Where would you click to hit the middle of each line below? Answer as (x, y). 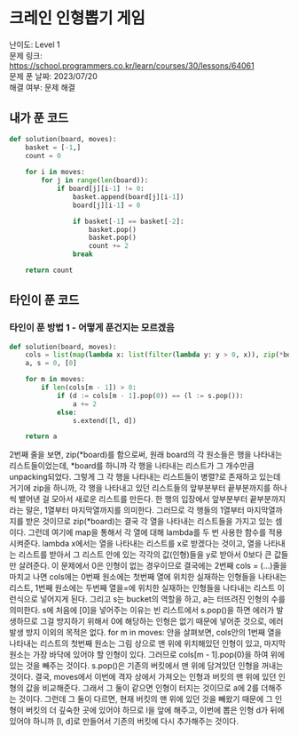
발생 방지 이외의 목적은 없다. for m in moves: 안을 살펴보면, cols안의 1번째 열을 (145, 633)
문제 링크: (26, 55)
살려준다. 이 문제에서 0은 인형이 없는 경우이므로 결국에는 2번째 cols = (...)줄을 (153, 566)
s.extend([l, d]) (105, 420)
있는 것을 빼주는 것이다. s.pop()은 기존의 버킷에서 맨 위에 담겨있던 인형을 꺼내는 (146, 666)
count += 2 (108, 246)
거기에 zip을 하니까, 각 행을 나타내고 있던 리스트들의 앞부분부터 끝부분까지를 (140, 488)
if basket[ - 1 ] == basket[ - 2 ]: (128, 221)
